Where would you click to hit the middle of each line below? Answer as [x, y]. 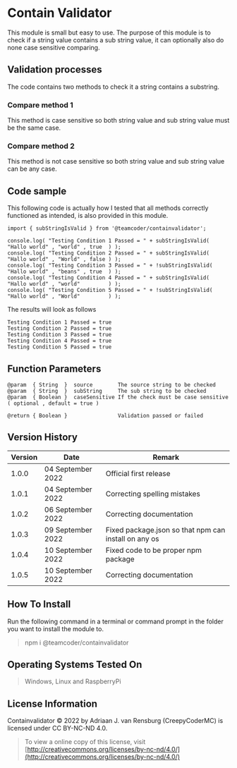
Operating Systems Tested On [75, 664]
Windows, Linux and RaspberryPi [73, 681]
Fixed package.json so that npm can [165, 530]
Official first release [138, 473]
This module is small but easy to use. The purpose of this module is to [109, 32]
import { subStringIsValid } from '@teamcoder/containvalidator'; [107, 228]
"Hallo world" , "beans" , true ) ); [64, 272]
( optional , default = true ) [53, 403]
